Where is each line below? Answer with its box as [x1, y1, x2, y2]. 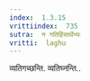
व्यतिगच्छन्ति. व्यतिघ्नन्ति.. [9, 63, 81, 74]
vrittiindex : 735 [9, 22, 78, 31]
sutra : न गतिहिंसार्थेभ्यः [9, 30, 81, 39]
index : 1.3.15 [9, 13, 67, 22]
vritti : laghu [9, 38, 67, 48]
